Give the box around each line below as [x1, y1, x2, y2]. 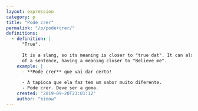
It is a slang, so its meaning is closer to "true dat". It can [21, 52, 183, 58]
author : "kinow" [16, 96, 57, 102]
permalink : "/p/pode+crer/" [6, 25, 75, 31]
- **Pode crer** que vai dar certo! [21, 69, 112, 75]
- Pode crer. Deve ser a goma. [21, 85, 99, 91]
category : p [6, 14, 35, 20]
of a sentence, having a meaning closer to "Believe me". [21, 58, 167, 63]
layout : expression [6, 8, 54, 15]
